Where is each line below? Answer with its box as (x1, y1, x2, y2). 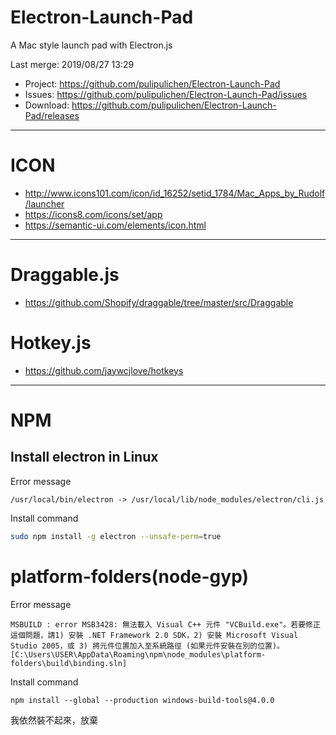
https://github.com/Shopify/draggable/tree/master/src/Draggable (24, 296, 294, 308)
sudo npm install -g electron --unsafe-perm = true (10, 531, 222, 541)
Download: (24, 99, 70, 111)
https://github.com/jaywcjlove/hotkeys (24, 364, 184, 376)
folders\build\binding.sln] (10, 658, 128, 668)
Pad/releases (24, 109, 80, 121)
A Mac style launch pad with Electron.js (10, 39, 173, 51)
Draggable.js (10, 264, 120, 286)
